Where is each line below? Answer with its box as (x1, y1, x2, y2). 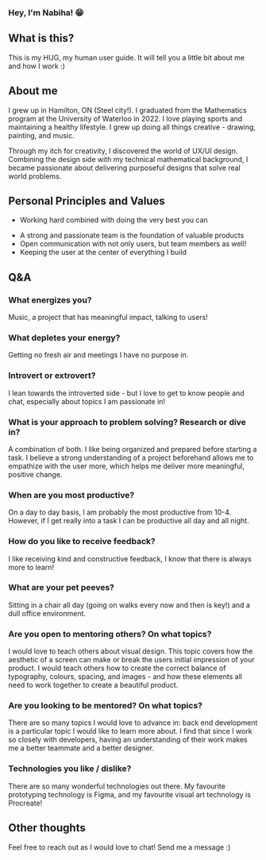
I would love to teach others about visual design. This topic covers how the (8, 646, 253, 656)
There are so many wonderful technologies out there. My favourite (8, 781, 226, 791)
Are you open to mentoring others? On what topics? (8, 628, 212, 639)
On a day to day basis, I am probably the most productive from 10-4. (8, 507, 232, 517)
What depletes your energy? (8, 332, 121, 343)
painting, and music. (8, 130, 75, 140)
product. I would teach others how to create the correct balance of (8, 663, 226, 673)
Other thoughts (8, 821, 86, 835)
